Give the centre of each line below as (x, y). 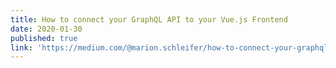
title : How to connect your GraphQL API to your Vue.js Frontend (149, 19)
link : (21, 47)
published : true (44, 38)
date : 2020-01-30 (46, 29)
